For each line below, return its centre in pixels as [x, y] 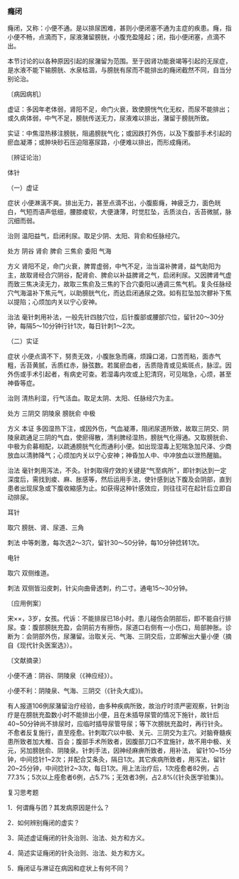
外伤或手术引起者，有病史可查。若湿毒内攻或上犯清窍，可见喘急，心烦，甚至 [119, 374]
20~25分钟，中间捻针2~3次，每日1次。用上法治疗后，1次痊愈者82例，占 [113, 768]
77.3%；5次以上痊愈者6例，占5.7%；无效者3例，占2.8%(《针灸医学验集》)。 [117, 777]
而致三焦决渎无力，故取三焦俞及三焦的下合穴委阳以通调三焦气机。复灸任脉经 [119, 284]
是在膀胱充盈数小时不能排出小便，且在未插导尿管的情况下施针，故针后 [116, 715]
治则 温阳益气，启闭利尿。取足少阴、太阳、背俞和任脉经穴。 [95, 236]
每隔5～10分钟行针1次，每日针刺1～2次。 [79, 326]
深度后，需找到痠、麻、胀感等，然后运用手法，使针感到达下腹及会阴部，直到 [119, 479]
